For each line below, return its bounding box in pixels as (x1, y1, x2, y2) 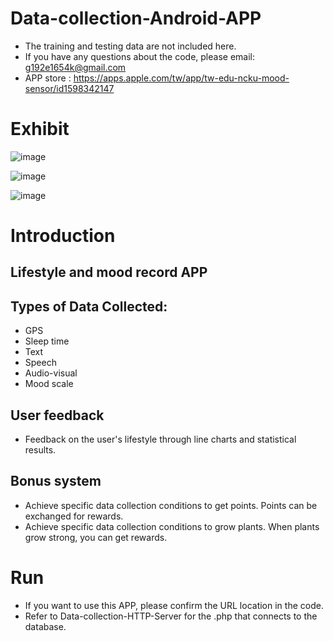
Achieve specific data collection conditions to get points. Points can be (24, 499, 318, 511)
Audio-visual (24, 367, 78, 379)
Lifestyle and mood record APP (10, 264, 208, 281)
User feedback (10, 407, 105, 424)
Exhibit (10, 118, 70, 141)
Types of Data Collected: (10, 298, 168, 315)
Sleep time (24, 335, 70, 347)
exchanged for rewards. (24, 510, 124, 522)
